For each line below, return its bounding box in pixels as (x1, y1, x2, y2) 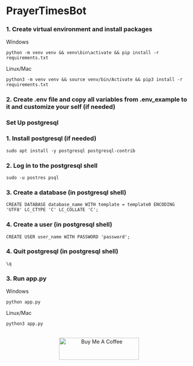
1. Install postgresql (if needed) (6, 134, 97, 142)
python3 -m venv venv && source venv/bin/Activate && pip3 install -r (6, 76, 183, 83)
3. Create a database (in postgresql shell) (6, 188, 127, 197)
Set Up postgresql (6, 119, 59, 127)
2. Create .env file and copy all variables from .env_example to (6, 95, 187, 104)
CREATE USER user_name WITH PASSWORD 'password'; (6, 234, 131, 239)
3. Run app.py (6, 274, 47, 282)
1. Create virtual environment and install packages (6, 25, 153, 34)
